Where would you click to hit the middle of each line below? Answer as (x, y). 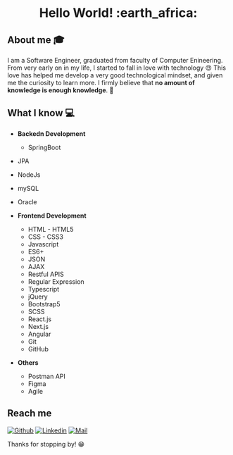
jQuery (38, 297)
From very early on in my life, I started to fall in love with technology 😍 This (117, 68)
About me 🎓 (36, 40)
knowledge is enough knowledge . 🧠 (61, 90)
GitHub (38, 349)
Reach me (30, 413)
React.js (39, 319)
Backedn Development (51, 133)
